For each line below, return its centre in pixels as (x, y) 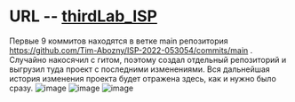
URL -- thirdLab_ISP (84, 16)
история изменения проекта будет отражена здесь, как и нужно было (143, 78)
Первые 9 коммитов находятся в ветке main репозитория (119, 41)
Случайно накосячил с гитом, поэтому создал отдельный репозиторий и (148, 59)
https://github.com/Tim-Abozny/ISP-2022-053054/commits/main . (131, 50)
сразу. (21, 88)
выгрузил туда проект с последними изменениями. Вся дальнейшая (140, 69)
